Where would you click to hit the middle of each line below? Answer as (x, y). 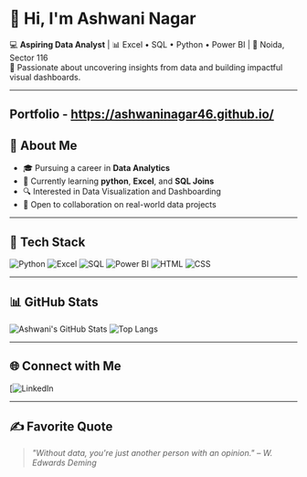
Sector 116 (29, 58)
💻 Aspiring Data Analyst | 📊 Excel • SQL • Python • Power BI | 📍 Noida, (147, 44)
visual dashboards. (45, 77)
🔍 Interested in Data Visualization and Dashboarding (122, 192)
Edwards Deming (64, 463)
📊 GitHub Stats (54, 302)
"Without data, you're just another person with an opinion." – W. (152, 453)
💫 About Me (43, 145)
